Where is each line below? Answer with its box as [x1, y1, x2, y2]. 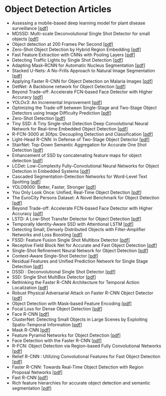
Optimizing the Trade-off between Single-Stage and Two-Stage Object [11, 105, 157, 111]
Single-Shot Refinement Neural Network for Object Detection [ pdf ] [11, 248, 149, 254]
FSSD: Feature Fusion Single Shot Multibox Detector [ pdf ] [11, 237, 130, 243]
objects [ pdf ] [11, 36, 39, 42]
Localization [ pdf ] [11, 284, 48, 290]
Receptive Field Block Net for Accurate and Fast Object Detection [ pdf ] [11, 242, 158, 248]
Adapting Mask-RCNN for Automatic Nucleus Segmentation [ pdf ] [11, 62, 146, 68]
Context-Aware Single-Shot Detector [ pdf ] [11, 253, 99, 259]
